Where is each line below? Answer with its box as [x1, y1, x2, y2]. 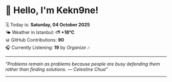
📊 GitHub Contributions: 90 [5, 36, 64, 43]
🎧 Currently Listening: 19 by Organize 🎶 [5, 44, 91, 50]
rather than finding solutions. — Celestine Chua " [5, 66, 108, 72]
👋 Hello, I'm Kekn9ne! [5, 5, 99, 16]
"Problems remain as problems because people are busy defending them [5, 61, 160, 67]
